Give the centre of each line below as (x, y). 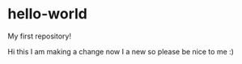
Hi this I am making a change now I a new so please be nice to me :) (121, 51)
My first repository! (40, 36)
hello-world (48, 14)
